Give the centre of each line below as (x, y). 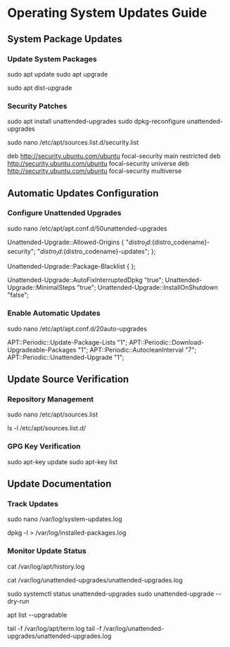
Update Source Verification (68, 379)
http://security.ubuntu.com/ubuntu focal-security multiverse (95, 171)
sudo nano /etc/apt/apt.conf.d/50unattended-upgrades (87, 228)
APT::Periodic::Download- (166, 342)
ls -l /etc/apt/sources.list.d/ (47, 428)
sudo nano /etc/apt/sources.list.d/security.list (73, 143)
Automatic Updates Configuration (83, 193)
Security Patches (37, 105)
